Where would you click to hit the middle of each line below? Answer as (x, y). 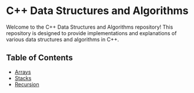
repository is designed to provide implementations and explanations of (91, 33)
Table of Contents (40, 58)
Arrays (23, 72)
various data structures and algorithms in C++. (63, 39)
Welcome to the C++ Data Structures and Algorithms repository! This (90, 27)
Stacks (23, 78)
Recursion (27, 84)
